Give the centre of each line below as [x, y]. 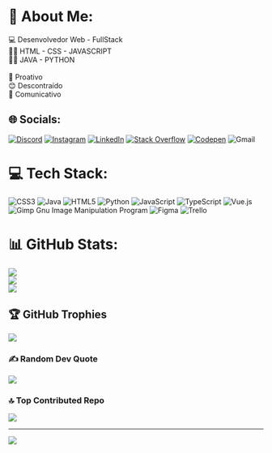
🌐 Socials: [35, 120]
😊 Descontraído [36, 85]
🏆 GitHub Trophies [58, 315]
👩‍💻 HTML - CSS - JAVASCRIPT [60, 51]
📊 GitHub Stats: [64, 244]
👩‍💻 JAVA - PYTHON [42, 59]
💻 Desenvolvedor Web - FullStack [66, 39]
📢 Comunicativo [35, 94]
